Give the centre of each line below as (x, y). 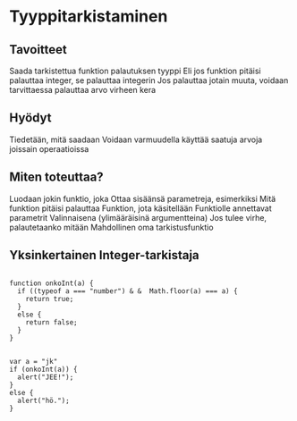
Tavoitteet (38, 50)
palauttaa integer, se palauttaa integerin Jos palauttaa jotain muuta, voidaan (149, 80)
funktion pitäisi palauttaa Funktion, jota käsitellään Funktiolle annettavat (141, 208)
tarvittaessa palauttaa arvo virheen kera (83, 90)
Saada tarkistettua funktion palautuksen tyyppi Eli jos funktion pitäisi (135, 71)
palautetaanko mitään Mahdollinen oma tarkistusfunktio (111, 227)
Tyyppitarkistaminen (89, 17)
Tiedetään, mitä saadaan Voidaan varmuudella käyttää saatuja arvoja (136, 139)
